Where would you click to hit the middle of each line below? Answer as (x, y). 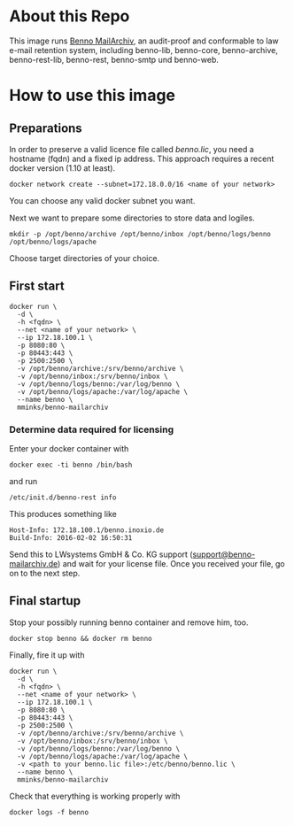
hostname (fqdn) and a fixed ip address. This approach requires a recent (142, 158)
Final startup (45, 601)
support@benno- (224, 554)
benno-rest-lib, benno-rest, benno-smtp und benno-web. (114, 59)
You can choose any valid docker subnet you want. (102, 200)
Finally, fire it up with (47, 655)
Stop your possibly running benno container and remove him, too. (129, 622)
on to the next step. (45, 574)
